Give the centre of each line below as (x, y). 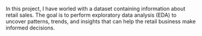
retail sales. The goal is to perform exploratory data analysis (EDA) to (91, 15)
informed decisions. (30, 28)
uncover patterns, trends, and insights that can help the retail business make (101, 21)
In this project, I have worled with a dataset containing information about (96, 9)
